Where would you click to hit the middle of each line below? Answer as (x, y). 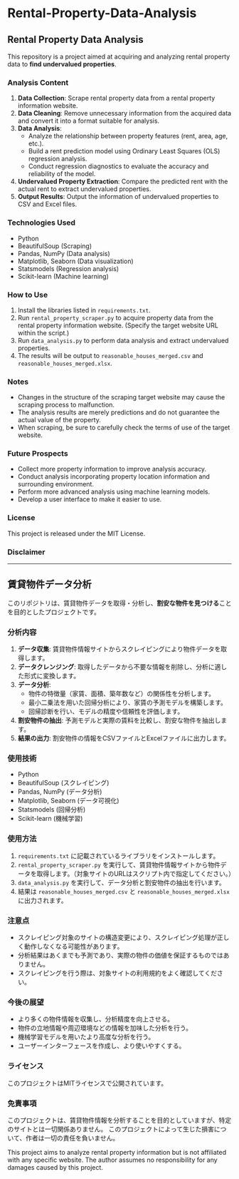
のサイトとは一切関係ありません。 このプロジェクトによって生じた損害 (111, 1129)
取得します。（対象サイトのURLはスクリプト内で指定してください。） (136, 873)
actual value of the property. (59, 420)
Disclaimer (26, 552)
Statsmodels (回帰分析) (52, 810)
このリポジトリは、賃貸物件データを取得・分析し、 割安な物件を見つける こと (119, 603)
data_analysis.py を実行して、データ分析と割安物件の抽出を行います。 (121, 882)
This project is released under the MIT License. (76, 534)
